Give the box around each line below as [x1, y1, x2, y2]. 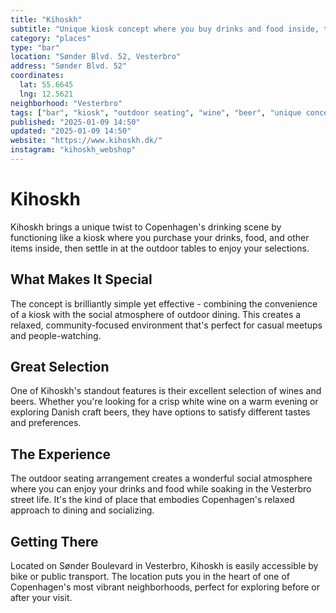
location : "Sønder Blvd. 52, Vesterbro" [10, 52, 182, 62]
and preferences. [10, 417, 82, 429]
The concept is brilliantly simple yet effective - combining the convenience [10, 297, 318, 310]
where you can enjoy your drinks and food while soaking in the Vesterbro [10, 483, 312, 495]
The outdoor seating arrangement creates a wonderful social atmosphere [10, 472, 313, 485]
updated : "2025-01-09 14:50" [10, 126, 132, 136]
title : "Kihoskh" [10, 14, 83, 25]
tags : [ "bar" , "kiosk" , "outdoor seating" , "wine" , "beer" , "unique [10, 107, 302, 118]
